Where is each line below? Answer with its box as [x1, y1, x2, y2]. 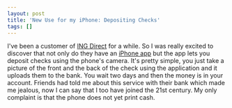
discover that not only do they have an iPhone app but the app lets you [7, 49, 210, 57]
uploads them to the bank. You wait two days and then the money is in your [7, 71, 224, 80]
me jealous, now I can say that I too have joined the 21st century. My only [7, 86, 217, 94]
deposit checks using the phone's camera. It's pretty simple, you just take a [7, 57, 224, 65]
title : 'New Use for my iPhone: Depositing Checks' [7, 17, 160, 24]
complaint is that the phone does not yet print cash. [7, 93, 155, 102]
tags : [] [7, 23, 33, 30]
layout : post [7, 10, 45, 17]
